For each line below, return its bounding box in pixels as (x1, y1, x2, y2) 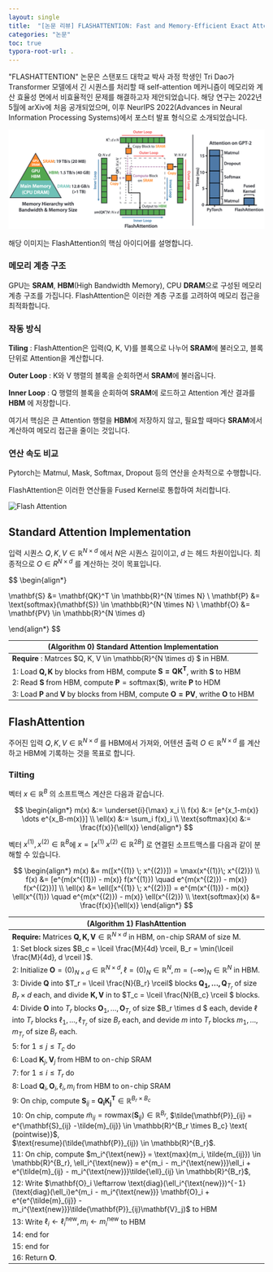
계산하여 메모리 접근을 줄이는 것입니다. (8, 426, 130, 436)
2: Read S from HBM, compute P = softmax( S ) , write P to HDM (11, 678, 221, 687)
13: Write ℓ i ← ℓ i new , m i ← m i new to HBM (11, 1215, 146, 1229)
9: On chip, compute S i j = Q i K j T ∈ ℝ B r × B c (11, 1094, 151, 1108)
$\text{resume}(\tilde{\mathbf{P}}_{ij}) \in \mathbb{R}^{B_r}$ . (11, 1138, 216, 1148)
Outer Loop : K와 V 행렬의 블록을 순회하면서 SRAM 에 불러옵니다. (8, 371, 217, 380)
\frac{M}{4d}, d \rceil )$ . (11, 952, 93, 962)
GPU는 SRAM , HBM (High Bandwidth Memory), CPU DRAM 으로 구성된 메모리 (8, 280, 262, 290)
